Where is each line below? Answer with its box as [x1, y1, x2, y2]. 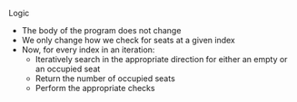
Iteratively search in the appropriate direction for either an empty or [35, 54, 288, 64]
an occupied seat [35, 63, 101, 74]
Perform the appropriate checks [35, 83, 155, 93]
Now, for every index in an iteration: [21, 44, 155, 55]
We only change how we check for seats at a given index [21, 35, 235, 45]
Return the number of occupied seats [35, 73, 176, 84]
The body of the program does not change [21, 25, 182, 35]
